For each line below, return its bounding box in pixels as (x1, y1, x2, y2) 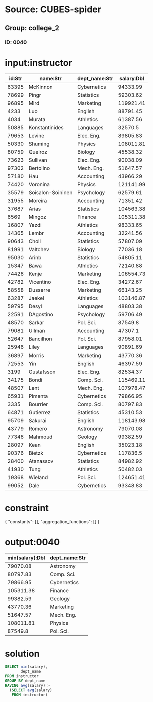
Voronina (28, 181, 50, 188)
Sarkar (28, 319, 45, 326)
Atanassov (28, 458, 54, 465)
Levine (28, 132, 45, 139)
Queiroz (28, 149, 47, 156)
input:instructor (5, 57, 72, 68)
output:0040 (5, 536, 60, 548)
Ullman (28, 327, 45, 334)
